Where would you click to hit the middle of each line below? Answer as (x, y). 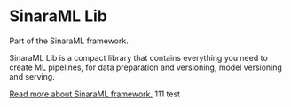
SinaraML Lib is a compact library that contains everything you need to (138, 57)
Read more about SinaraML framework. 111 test (94, 94)
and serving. (32, 76)
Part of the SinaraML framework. (69, 41)
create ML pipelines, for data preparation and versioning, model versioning (145, 67)
